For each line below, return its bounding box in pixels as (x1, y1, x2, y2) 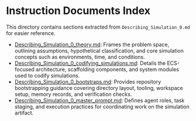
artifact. (14, 109, 34, 116)
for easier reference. (6, 29, 56, 36)
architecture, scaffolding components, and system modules (36, 65, 180, 72)
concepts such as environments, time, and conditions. (14, 53, 145, 60)
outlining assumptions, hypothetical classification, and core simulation (14, 47, 184, 54)
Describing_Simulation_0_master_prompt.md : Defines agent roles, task (14, 96, 185, 103)
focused (14, 65, 35, 72)
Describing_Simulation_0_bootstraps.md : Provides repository (14, 78, 161, 85)
